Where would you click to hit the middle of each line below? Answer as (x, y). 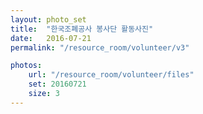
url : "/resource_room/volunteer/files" (111, 75)
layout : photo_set (48, 19)
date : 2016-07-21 (51, 38)
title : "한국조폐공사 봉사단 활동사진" (82, 29)
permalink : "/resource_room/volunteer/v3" (100, 47)
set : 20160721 (57, 84)
